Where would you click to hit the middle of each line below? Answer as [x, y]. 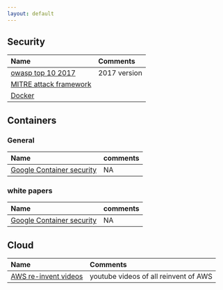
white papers [30, 191]
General [21, 140]
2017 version [120, 73]
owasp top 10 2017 [43, 73]
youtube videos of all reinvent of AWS [151, 277]
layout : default [31, 14]
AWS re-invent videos [47, 277]
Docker [23, 96]
